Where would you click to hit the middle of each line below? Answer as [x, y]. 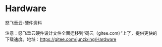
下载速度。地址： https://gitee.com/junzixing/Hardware [61, 39]
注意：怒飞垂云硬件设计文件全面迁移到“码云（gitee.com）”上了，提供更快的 [81, 33]
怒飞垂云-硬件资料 [24, 23]
